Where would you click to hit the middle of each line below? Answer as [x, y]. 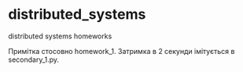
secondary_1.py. [34, 59]
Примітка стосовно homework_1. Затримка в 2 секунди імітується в [121, 51]
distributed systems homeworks [60, 36]
